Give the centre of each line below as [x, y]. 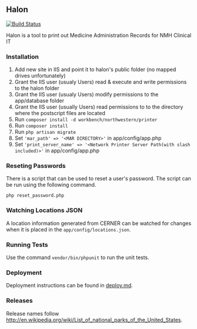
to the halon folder [37, 88]
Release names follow [33, 313]
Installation [23, 56]
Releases [20, 301]
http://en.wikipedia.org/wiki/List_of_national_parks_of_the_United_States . [94, 320]
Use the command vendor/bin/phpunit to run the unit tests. [78, 257]
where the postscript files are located [60, 113]
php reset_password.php [35, 196]
